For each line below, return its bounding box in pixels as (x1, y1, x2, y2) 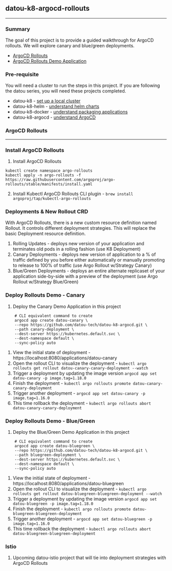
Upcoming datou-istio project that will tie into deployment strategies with (12, 555, 166, 561)
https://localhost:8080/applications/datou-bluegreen (12, 480, 124, 486)
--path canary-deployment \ (14, 326, 74, 332)
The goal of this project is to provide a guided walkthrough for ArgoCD (5, 37, 154, 43)
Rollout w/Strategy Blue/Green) (12, 279, 79, 285)
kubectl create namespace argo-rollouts (5, 168, 93, 173)
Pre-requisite (5, 71, 39, 78)
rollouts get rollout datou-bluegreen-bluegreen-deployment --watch (12, 491, 162, 496)
